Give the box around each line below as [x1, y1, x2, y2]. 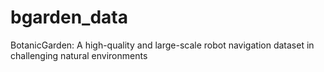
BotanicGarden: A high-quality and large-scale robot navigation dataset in [10, 39, 315, 51]
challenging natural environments [10, 49, 148, 61]
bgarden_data [10, 6, 128, 29]
